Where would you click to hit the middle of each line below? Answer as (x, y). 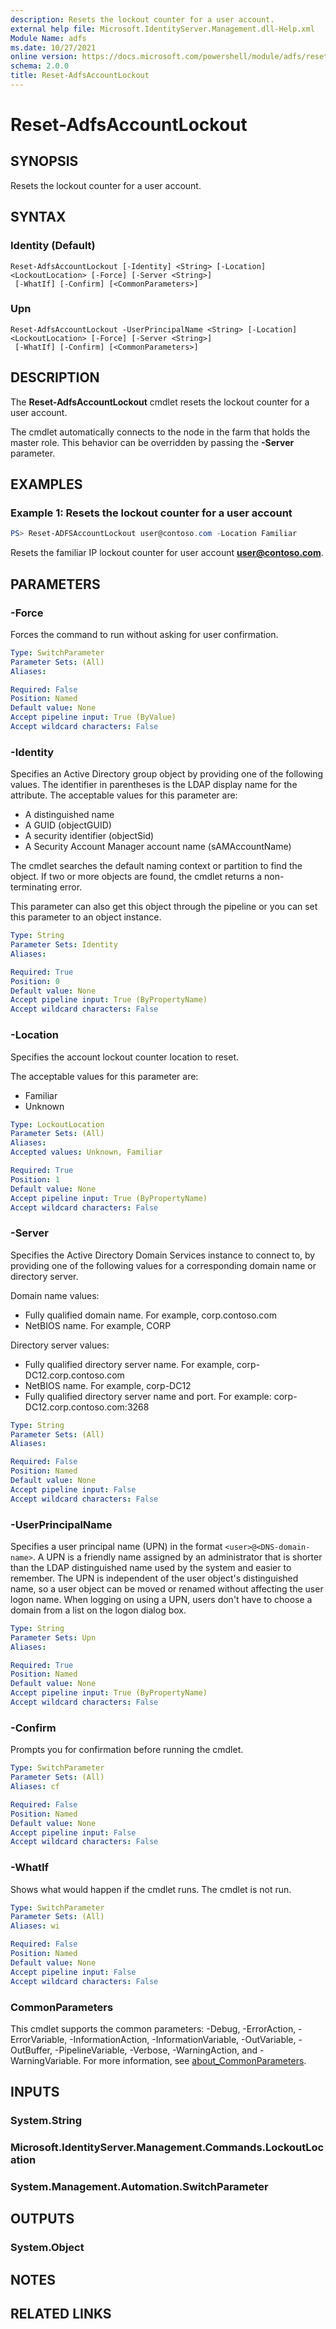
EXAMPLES (46, 484)
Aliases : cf (35, 1787)
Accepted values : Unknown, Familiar (86, 1152)
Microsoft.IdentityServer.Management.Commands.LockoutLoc (167, 2148)
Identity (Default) (53, 246)
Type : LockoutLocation (57, 1124)
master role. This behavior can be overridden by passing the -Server (152, 442)
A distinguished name (69, 815)
